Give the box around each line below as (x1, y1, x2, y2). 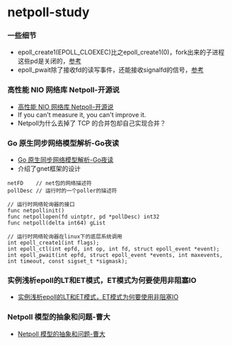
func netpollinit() (7, 207, 65, 214)
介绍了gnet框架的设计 (17, 164, 81, 173)
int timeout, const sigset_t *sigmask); (7, 258, 129, 265)
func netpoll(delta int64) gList (7, 219, 106, 226)
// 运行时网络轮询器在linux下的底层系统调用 (7, 234, 122, 241)
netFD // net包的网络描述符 (7, 180, 92, 187)
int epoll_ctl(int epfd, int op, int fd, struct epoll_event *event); (7, 246, 220, 253)
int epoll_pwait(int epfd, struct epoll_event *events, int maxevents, (7, 252, 223, 259)
